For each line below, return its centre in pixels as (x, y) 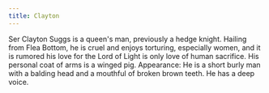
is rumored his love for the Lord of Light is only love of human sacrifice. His (134, 56)
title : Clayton (34, 16)
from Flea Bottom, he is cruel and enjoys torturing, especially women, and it (134, 47)
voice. (19, 82)
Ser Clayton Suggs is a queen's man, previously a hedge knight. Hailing (128, 39)
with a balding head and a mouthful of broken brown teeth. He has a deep (132, 73)
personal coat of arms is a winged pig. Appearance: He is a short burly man (134, 65)
